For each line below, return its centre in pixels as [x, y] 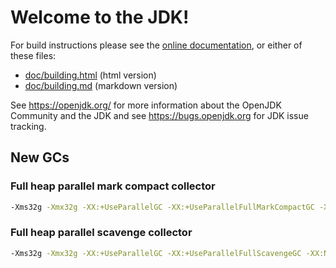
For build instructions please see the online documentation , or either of [156, 45]
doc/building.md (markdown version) [101, 85]
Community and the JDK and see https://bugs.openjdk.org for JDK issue [159, 115]
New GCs [40, 157]
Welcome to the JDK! [100, 17]
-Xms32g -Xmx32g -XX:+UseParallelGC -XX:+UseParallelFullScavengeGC [156, 253]
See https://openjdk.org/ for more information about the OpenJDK [146, 105]
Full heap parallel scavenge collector [101, 233]
